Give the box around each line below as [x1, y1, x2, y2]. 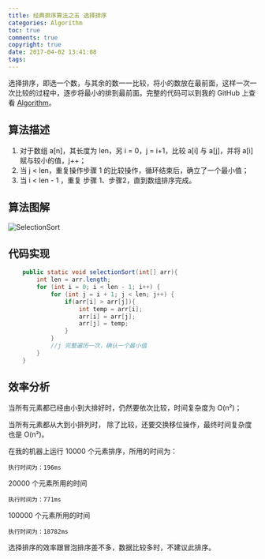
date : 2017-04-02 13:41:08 [8, 48, 97, 56]
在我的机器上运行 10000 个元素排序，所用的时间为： [8, 446, 177, 456]
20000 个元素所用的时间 [8, 478, 88, 488]
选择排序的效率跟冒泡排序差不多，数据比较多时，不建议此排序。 [8, 542, 215, 552]
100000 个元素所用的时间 [8, 510, 91, 520]
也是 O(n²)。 [8, 430, 49, 439]
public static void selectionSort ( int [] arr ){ [22, 268, 178, 276]
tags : [8, 56, 26, 64]
